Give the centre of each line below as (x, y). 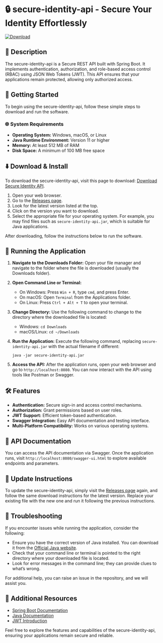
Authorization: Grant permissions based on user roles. (67, 410)
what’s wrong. (26, 568)
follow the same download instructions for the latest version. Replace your (79, 496)
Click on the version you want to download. (55, 211)
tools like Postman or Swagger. (43, 375)
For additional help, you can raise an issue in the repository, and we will (77, 578)
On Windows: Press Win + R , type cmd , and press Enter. (74, 292)
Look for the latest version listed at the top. (55, 206)
